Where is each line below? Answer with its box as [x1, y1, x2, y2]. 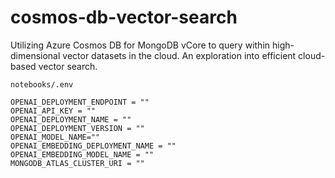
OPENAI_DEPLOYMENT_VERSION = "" [10, 123, 145, 133]
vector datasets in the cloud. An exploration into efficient [62, 49, 297, 61]
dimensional [10, 49, 61, 61]
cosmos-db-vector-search [10, 6, 238, 29]
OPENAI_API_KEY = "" [10, 106, 97, 116]
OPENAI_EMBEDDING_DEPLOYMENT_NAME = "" [10, 141, 177, 151]
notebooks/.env [10, 79, 74, 90]
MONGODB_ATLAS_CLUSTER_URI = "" [10, 158, 145, 168]
